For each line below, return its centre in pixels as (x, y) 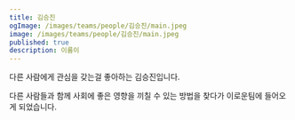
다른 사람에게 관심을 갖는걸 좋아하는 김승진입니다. (95, 77)
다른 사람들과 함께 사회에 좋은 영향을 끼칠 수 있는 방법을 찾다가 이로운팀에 (136, 96)
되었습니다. (38, 107)
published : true (39, 42)
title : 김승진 (32, 17)
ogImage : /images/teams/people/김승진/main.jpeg (98, 26)
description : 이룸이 (44, 51)
